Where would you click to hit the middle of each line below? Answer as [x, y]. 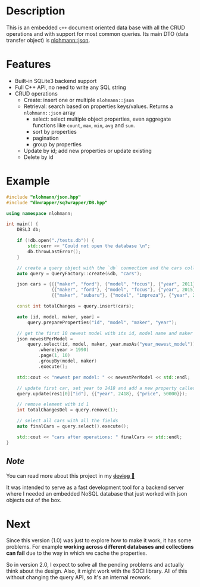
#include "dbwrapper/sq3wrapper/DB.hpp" [57, 202]
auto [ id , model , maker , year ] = [58, 317]
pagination [46, 138]
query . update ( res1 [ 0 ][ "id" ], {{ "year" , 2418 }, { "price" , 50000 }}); [102, 394]
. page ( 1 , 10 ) [54, 356]
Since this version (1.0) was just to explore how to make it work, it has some [99, 540]
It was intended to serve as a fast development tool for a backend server [95, 487]
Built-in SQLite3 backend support [56, 81]
